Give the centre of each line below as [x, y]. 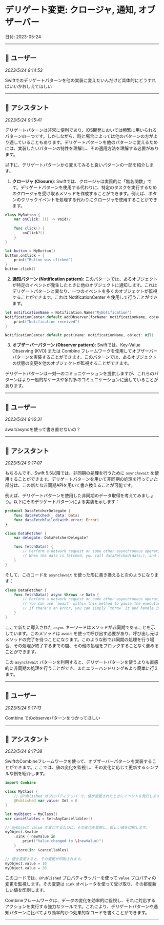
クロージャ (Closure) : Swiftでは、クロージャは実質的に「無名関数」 [80, 181]
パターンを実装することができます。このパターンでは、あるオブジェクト [84, 357]
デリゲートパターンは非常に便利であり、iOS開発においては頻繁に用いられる [81, 130]
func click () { [29, 228]
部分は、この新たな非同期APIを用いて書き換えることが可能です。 [70, 485]
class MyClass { [21, 792]
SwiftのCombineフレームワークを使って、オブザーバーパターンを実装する [79, 761]
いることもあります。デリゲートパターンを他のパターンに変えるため [90, 142]
